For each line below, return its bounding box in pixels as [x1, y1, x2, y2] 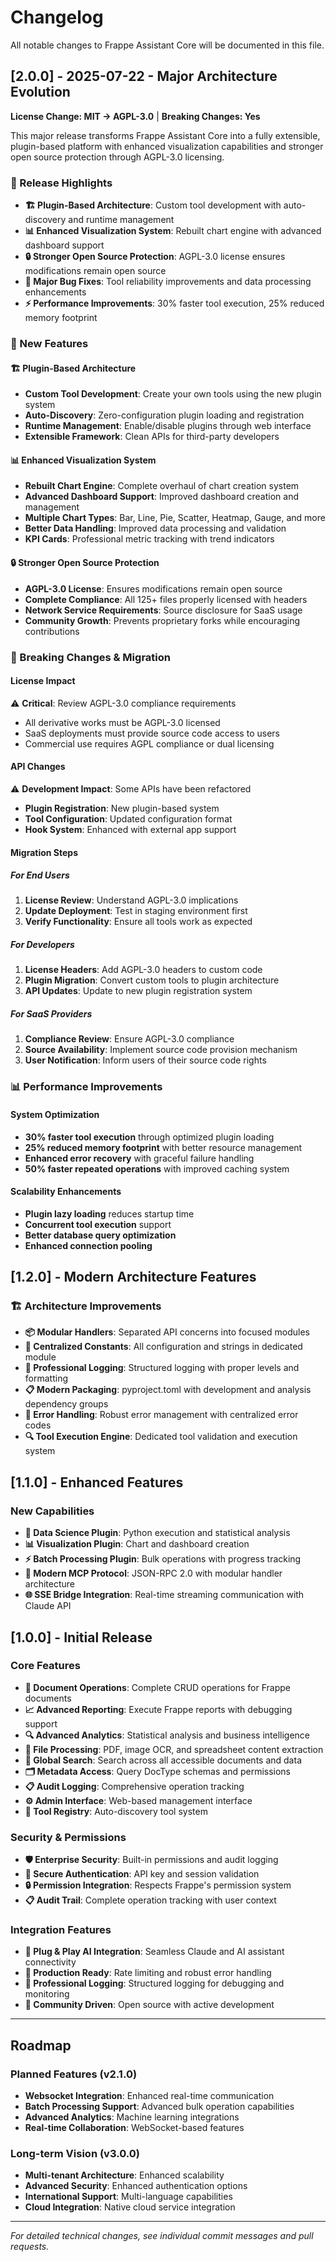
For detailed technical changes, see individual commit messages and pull [10, 2230, 314, 2242]
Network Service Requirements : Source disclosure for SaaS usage [24, 604, 303, 616]
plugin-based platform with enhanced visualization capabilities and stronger [10, 140, 324, 152]
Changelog [10, 6, 104, 29]
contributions [24, 625, 80, 637]
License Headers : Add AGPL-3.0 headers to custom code [24, 964, 263, 976]
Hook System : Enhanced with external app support [24, 823, 237, 835]
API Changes [10, 761, 66, 773]
